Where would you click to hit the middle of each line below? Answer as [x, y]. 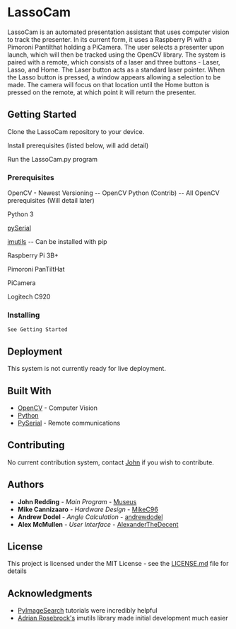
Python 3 [20, 214]
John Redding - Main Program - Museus [77, 501]
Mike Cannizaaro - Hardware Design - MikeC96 [88, 509]
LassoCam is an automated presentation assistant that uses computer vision [118, 32]
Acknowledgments [50, 593]
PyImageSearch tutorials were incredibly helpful [87, 611]
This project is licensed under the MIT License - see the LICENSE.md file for [118, 564]
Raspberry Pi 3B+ [33, 255]
